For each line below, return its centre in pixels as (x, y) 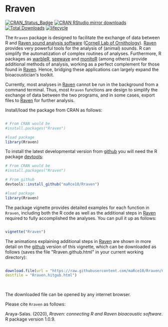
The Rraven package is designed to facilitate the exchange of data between (82, 37)
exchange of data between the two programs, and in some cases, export (80, 95)
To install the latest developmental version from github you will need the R (81, 151)
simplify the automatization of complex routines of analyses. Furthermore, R (83, 53)
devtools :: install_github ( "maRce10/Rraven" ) (52, 184)
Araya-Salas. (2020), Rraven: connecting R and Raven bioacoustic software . (84, 314)
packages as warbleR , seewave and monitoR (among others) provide (76, 58)
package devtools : (24, 157)
